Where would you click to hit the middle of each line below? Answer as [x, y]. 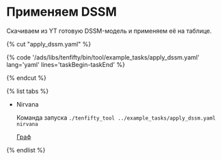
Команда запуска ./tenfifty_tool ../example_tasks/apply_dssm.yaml [116, 118]
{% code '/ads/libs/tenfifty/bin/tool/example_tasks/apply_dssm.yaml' [103, 57]
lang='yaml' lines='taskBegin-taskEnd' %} [66, 64]
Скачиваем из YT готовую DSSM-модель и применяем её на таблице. [109, 31]
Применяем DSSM [62, 12]
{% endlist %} [26, 150]
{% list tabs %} [28, 91]
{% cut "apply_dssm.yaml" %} [49, 44]
